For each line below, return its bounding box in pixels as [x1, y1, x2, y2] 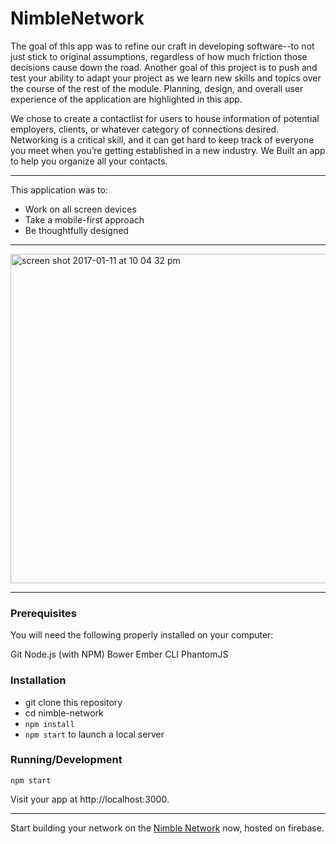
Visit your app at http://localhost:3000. [10, 793, 170, 805]
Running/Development [10, 753, 123, 767]
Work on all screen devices [24, 203, 137, 215]
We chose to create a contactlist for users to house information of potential [10, 112, 320, 124]
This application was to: [10, 183, 108, 196]
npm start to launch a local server [24, 728, 165, 740]
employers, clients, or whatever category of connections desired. [10, 123, 280, 135]
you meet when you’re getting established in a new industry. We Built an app [10, 144, 326, 156]
